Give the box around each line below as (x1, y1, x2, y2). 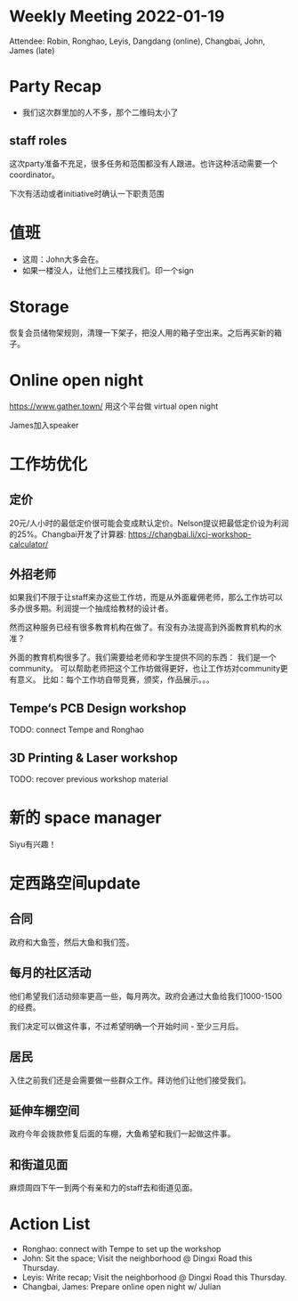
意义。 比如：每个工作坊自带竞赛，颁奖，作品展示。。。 (16, 674, 214, 685)
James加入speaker (9, 419, 79, 430)
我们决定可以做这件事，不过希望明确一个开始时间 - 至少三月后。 (9, 1020, 244, 1031)
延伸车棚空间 (9, 1102, 80, 1118)
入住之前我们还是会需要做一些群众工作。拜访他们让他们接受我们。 (9, 1075, 251, 1086)
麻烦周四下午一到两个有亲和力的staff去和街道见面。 (9, 1183, 197, 1193)
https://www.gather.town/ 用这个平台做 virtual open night (9, 401, 219, 411)
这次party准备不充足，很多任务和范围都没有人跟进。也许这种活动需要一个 (9, 158, 278, 168)
